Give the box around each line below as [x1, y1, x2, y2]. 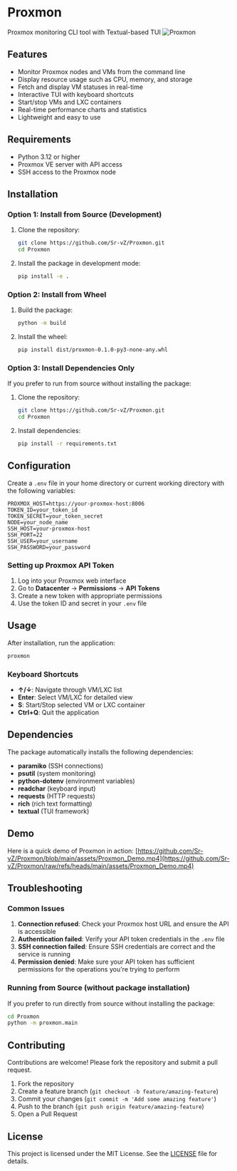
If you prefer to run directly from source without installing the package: [7, 999, 215, 1008]
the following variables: [7, 486, 76, 495]
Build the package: [17, 306, 73, 314]
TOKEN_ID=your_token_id [7, 506, 78, 514]
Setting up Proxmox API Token [7, 560, 115, 570]
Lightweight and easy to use [17, 113, 101, 121]
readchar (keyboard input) [17, 784, 96, 793]
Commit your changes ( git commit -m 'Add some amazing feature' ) [17, 1095, 217, 1103]
